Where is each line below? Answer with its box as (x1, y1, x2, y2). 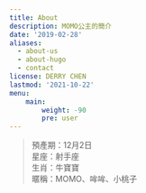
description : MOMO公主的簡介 (9, 22, 113, 31)
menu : (9, 88, 30, 97)
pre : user (41, 114, 78, 123)
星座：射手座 (31, 151, 79, 162)
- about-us (17, 47, 59, 56)
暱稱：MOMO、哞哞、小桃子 (31, 173, 138, 185)
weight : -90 (41, 106, 87, 115)
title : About (9, 13, 59, 23)
